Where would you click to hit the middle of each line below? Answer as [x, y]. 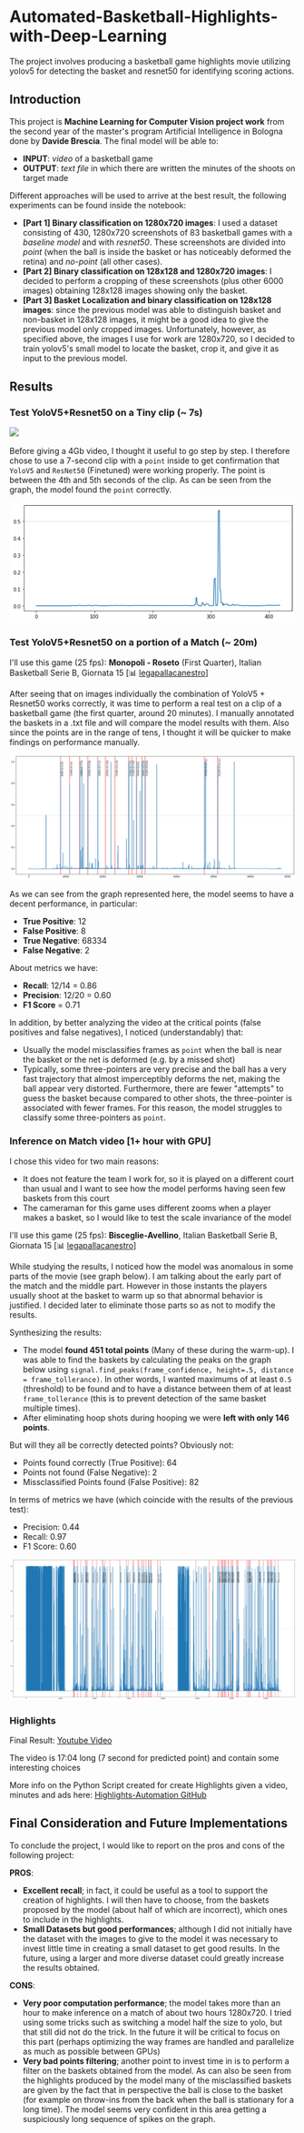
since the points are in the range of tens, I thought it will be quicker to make [151, 732]
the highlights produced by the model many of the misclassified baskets [157, 2080]
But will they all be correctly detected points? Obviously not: [122, 1445]
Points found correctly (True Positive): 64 [100, 1462]
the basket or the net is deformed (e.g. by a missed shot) [129, 1060]
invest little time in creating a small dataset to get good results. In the [151, 1948]
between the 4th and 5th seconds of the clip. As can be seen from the [141, 480]
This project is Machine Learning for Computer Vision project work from [147, 121]
